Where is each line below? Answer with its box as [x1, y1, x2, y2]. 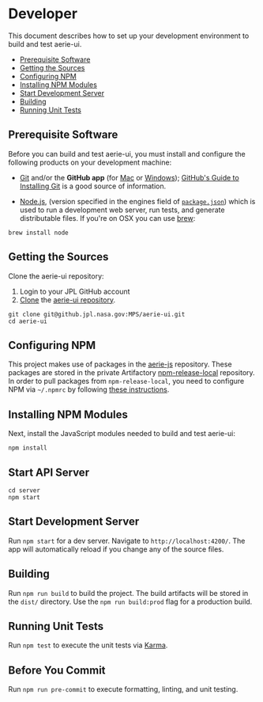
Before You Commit [8, 663, 106, 677]
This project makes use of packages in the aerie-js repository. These [8, 359, 232, 369]
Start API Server [8, 465, 89, 479]
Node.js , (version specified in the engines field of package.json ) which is [19, 196, 256, 206]
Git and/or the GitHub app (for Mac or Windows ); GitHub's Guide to [19, 173, 239, 182]
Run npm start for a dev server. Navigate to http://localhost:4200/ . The [8, 536, 246, 545]
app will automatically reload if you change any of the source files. [8, 544, 224, 554]
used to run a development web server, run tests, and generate [19, 205, 225, 214]
